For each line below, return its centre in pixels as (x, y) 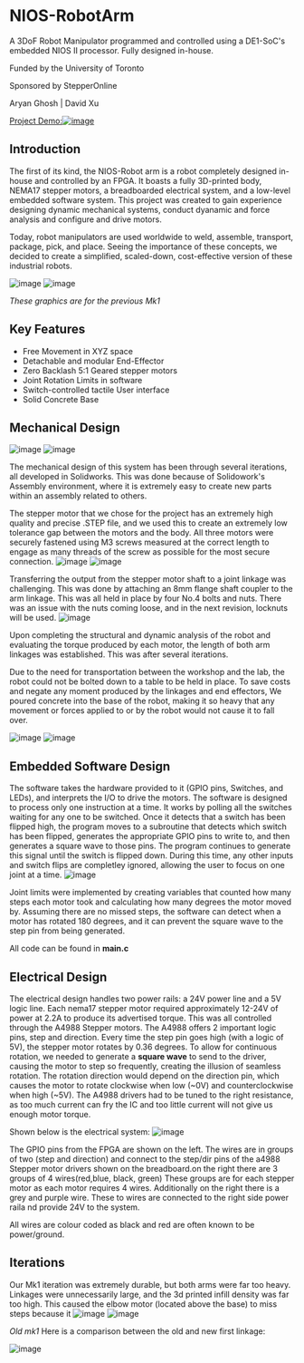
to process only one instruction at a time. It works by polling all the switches (151, 807)
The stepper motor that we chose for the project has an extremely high (142, 514)
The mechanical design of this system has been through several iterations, (148, 467)
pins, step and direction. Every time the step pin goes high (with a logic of (147, 1037)
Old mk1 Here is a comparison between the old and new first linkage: (138, 1331)
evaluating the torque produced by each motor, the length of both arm (140, 645)
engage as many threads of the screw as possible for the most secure (140, 552)
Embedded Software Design (90, 766)
